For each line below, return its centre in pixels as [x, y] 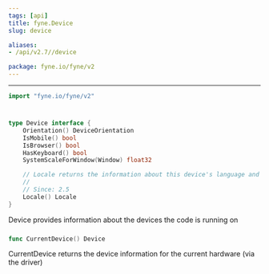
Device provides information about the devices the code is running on [123, 220]
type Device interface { [50, 123]
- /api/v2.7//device [43, 53]
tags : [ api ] [28, 16]
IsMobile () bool [50, 138]
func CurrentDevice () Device [57, 239]
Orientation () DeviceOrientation [78, 130]
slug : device [30, 30]
